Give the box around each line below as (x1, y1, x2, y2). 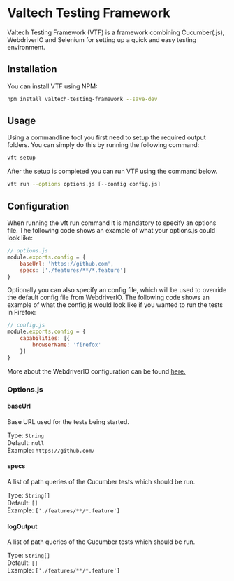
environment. (7, 43, 45, 51)
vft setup (7, 154, 36, 162)
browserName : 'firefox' (32, 341, 101, 348)
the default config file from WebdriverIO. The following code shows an (7, 293, 210, 302)
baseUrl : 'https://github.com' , (20, 260, 114, 267)
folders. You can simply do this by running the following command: (7, 141, 200, 149)
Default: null (7, 438, 45, 446)
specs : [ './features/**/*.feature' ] (20, 266, 127, 274)
